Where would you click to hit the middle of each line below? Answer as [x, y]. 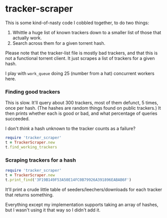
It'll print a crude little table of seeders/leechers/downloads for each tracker [84, 189]
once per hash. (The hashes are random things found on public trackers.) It [83, 108]
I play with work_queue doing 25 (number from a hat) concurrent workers [80, 73]
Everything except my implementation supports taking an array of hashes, [82, 204]
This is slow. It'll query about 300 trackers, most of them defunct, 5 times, [82, 103]
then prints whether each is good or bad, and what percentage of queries [81, 113]
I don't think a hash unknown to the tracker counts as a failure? [70, 128]
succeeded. [18, 119]
